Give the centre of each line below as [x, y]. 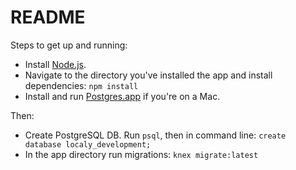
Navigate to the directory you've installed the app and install [148, 75]
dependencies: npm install [81, 85]
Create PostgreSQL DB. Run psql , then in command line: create [155, 135]
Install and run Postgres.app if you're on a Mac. [122, 96]
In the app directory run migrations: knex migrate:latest [141, 154]
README [48, 17]
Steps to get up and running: [69, 45]
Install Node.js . [55, 64]
